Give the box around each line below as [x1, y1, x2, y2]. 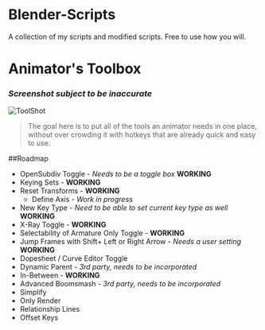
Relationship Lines [19, 305, 80, 314]
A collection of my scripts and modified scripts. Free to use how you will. [8, 32, 247, 41]
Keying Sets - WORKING [19, 177, 101, 188]
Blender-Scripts [8, 6, 116, 24]
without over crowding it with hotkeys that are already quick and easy [27, 130, 256, 140]
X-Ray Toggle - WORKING [19, 220, 107, 230]
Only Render [19, 296, 61, 305]
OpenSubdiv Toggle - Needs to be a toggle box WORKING [19, 169, 212, 179]
